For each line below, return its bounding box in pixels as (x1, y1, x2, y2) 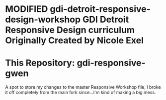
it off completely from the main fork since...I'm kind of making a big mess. (5, 90, 156, 96)
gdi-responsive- (77, 58, 146, 68)
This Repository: (5, 58, 76, 68)
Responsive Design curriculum (5, 25, 135, 35)
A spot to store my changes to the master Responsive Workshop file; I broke (5, 84, 161, 90)
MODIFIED (5, 3, 48, 15)
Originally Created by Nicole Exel (5, 35, 144, 46)
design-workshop (5, 14, 81, 25)
